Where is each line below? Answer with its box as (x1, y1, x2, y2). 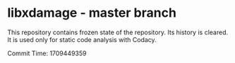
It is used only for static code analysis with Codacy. (7, 35, 157, 43)
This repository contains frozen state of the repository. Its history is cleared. (7, 28, 228, 36)
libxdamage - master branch (7, 5, 176, 21)
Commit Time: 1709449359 (7, 49, 87, 57)
